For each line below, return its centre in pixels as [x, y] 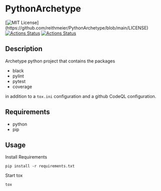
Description [24, 49]
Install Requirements [26, 157]
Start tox [14, 175]
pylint [18, 76]
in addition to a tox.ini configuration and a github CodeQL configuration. [81, 96]
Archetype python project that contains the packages [60, 61]
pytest [19, 81]
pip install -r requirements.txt [40, 166]
